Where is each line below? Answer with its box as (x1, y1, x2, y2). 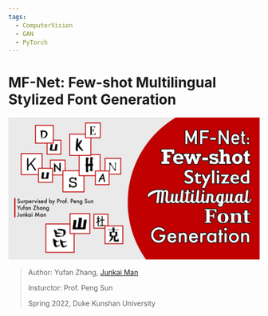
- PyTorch (15, 38, 48, 46)
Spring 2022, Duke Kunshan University (27, 298, 156, 308)
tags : (8, 13, 26, 21)
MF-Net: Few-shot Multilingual (8, 74, 217, 92)
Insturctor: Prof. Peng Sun (27, 282, 113, 292)
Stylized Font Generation (8, 90, 177, 109)
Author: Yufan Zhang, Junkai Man (27, 267, 139, 277)
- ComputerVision (15, 21, 73, 30)
